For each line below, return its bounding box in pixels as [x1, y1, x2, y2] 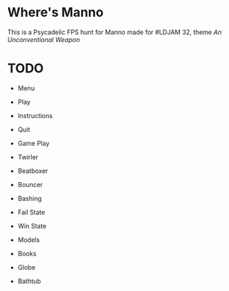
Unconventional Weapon [7, 35, 80, 43]
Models [17, 236, 41, 244]
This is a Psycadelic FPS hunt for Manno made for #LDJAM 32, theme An [7, 28, 222, 36]
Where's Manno [7, 4, 104, 21]
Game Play [17, 139, 50, 147]
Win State [17, 221, 47, 230]
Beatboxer [17, 166, 48, 175]
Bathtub [17, 277, 41, 285]
